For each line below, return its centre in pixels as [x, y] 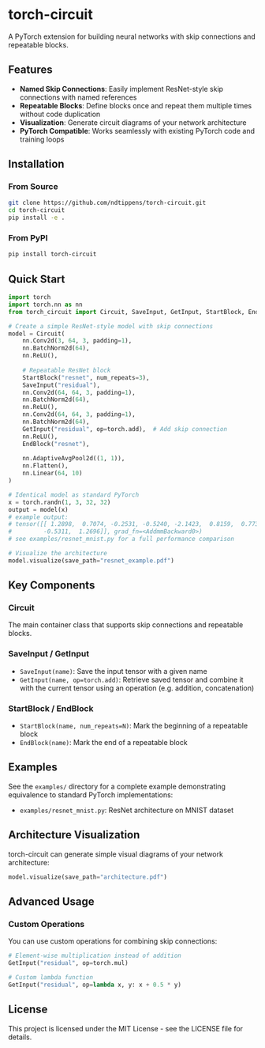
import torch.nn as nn [45, 305]
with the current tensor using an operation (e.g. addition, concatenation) [137, 688]
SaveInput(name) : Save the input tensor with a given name [113, 671]
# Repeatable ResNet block [67, 370]
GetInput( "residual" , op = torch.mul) [68, 963]
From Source [33, 187]
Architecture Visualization [74, 835]
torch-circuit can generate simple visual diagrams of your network [116, 854]
